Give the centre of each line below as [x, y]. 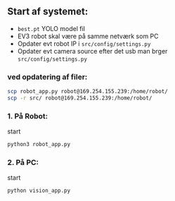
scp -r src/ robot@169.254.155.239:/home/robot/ [80, 98]
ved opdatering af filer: [47, 77]
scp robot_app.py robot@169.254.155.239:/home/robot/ [88, 92]
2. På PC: [23, 162]
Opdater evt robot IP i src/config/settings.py [84, 43]
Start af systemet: [48, 12]
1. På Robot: [28, 116]
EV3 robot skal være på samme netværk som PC [88, 36]
